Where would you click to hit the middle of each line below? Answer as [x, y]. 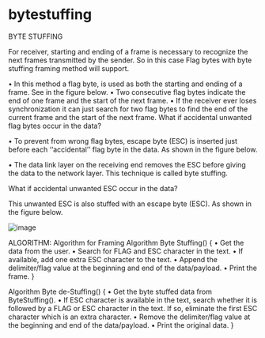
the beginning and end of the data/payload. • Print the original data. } [121, 325]
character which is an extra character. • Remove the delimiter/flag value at [129, 317]
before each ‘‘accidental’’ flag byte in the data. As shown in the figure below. [133, 149]
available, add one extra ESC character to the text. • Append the [113, 259]
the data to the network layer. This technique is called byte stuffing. [118, 173]
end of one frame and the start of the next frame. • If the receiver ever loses [132, 100]
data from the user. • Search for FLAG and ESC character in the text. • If [126, 251]
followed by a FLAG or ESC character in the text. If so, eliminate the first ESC [133, 308]
